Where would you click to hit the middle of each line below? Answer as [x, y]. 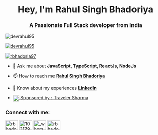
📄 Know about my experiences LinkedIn [55, 88]
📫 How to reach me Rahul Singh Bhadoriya [59, 76]
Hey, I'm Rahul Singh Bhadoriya [86, 9]
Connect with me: [28, 112]
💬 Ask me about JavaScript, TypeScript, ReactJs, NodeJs [74, 66]
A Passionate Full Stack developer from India [86, 25]
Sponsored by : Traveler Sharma [54, 98]
